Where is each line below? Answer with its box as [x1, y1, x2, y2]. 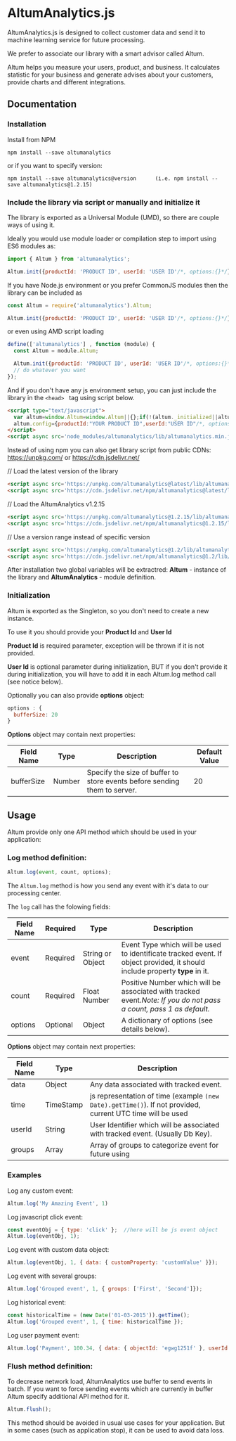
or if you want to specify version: [7, 161, 103, 169]
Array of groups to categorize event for [90, 1141, 219, 1151]
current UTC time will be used [90, 1109, 188, 1119]
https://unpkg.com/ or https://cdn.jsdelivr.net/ [7, 454, 140, 462]
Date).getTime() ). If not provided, [90, 1100, 201, 1110]
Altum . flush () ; [7, 1405, 52, 1413]
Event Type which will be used [121, 940, 221, 950]
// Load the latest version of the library [7, 467, 119, 475]
